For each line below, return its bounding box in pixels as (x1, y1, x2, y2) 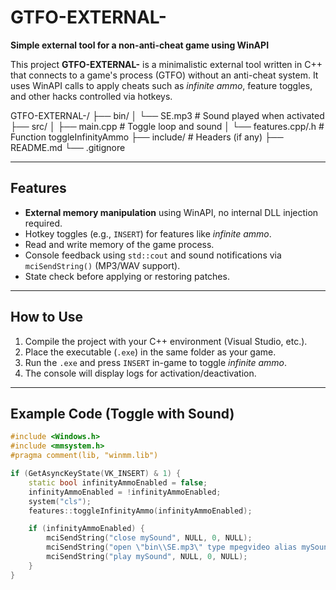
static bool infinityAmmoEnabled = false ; (28, 477, 208, 488)
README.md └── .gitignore (10, 141, 126, 153)
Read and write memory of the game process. (24, 238, 215, 250)
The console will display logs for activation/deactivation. (24, 367, 257, 379)
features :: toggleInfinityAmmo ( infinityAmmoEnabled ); (28, 506, 253, 516)
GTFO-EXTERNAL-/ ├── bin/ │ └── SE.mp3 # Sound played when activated (10, 109, 325, 121)
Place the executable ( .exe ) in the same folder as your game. (24, 346, 277, 358)
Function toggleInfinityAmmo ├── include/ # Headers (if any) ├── (10, 131, 284, 143)
